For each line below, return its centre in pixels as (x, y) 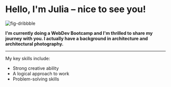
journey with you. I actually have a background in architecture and (77, 38)
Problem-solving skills (36, 79)
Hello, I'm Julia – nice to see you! (76, 9)
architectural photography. (34, 43)
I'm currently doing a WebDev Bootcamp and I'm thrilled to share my (79, 33)
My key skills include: (28, 58)
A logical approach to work (41, 73)
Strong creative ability (36, 68)
